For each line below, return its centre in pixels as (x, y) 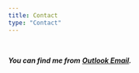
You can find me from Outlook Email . (70, 60)
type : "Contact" (35, 23)
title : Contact (33, 15)
